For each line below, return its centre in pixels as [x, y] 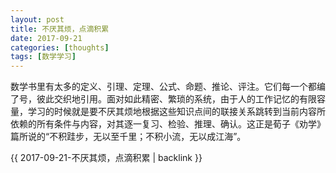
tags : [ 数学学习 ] [43, 57]
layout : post [37, 19]
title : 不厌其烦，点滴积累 [60, 29]
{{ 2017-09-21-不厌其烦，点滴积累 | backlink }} [106, 158]
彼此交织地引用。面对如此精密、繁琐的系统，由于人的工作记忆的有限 [176, 99]
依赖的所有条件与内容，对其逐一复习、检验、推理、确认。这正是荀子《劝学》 [168, 124]
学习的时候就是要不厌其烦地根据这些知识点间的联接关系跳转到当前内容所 [176, 112]
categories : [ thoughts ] [60, 47]
